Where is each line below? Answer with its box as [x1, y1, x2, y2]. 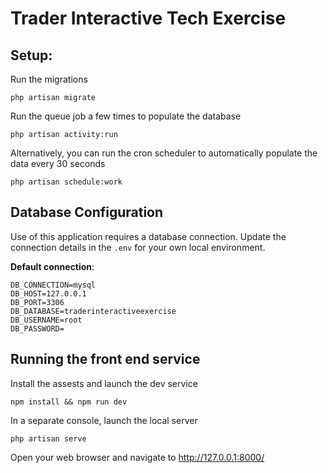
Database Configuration [10, 204, 164, 221]
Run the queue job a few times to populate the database [10, 110, 242, 122]
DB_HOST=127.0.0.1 [10, 288, 87, 299]
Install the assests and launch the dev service [10, 377, 198, 389]
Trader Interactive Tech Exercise [10, 7, 287, 30]
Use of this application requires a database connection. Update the [10, 230, 287, 242]
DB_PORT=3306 [10, 297, 65, 307]
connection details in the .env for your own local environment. [10, 241, 266, 253]
